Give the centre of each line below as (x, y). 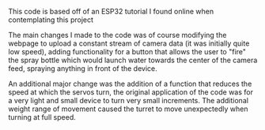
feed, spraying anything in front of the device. (83, 69)
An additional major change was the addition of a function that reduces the (130, 84)
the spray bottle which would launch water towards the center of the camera (133, 60)
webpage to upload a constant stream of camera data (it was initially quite (129, 43)
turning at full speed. (42, 117)
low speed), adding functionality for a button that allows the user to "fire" (127, 52)
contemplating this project (51, 20)
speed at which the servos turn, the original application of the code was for (131, 92)
